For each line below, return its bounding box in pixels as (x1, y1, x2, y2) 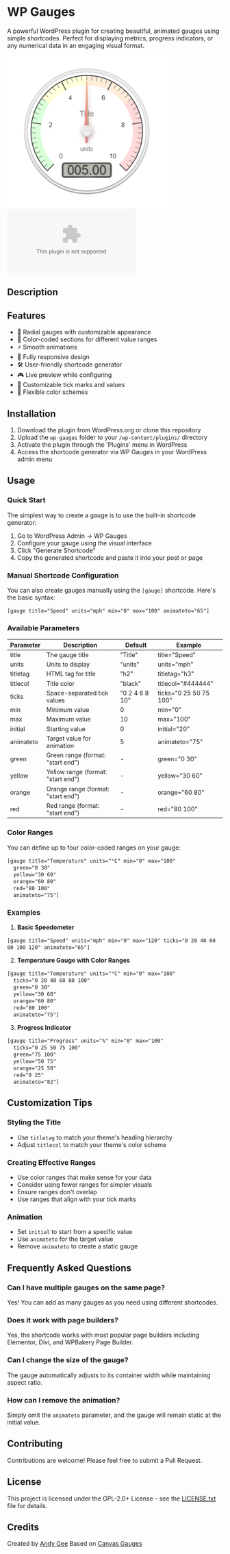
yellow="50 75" (13, 1058, 57, 1065)
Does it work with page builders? (7, 1315, 118, 1324)
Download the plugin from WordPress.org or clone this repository (16, 425, 201, 434)
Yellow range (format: (46, 768, 107, 776)
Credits (7, 1521, 40, 1533)
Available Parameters (7, 623, 80, 632)
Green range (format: (46, 751, 106, 759)
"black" (119, 679, 142, 687)
